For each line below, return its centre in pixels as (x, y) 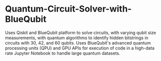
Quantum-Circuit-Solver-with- (68, 9)
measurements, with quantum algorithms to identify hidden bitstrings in (77, 38)
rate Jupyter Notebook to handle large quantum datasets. (63, 53)
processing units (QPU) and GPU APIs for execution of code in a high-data (80, 48)
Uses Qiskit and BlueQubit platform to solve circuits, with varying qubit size (80, 32)
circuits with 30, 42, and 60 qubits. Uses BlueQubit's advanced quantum (78, 43)
